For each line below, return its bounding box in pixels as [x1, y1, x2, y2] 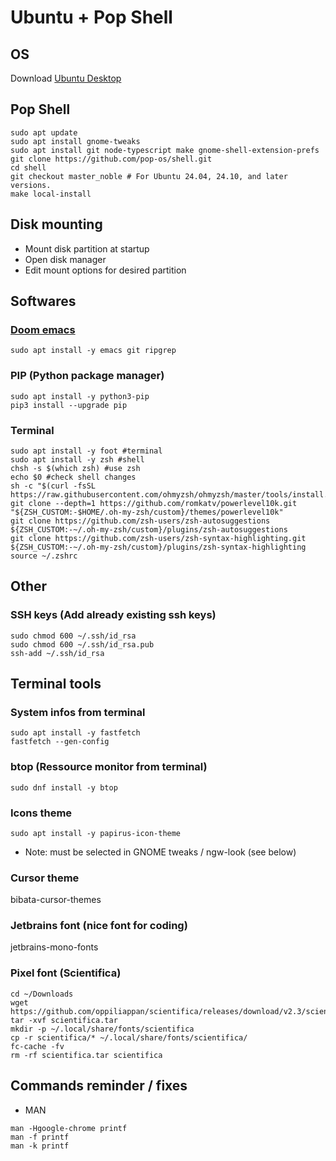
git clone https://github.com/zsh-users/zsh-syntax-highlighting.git [10, 533, 307, 543]
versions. [10, 180, 52, 190]
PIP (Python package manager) [10, 369, 165, 383]
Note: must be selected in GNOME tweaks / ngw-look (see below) [24, 846, 297, 858]
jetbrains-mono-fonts [10, 941, 99, 953]
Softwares [10, 293, 77, 310]
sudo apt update [10, 127, 78, 138]
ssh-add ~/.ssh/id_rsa [10, 648, 105, 658]
